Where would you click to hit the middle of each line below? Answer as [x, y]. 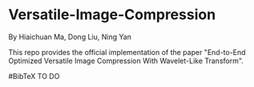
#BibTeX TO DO [34, 76]
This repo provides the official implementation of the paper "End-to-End [127, 52]
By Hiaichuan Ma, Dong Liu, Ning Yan [70, 37]
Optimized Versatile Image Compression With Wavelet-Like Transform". [126, 61]
